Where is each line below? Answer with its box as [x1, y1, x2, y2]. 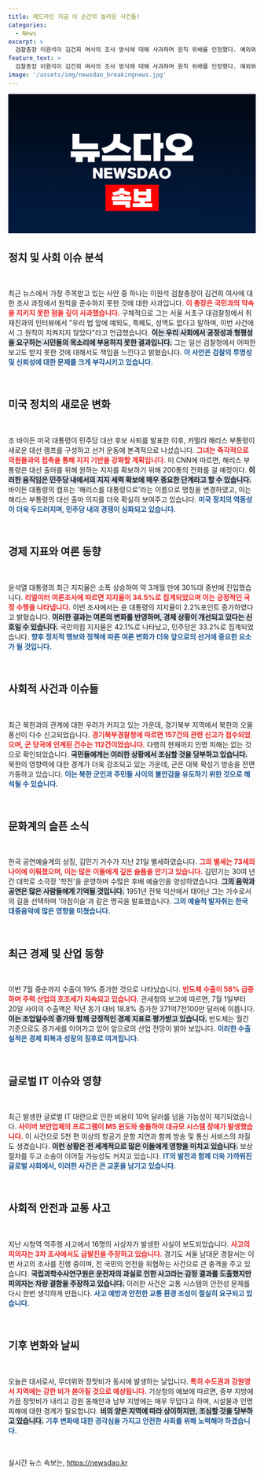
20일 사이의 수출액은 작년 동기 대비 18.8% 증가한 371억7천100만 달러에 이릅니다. [8, 1004, 255, 1014]
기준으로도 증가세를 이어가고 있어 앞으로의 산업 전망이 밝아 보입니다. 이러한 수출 [8, 1024, 251, 1033]
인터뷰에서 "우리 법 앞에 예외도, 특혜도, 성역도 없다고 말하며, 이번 [35, 318, 233, 328]
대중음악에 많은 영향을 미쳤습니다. [8, 906, 111, 916]
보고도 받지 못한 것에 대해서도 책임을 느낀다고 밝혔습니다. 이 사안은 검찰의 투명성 [8, 347, 253, 358]
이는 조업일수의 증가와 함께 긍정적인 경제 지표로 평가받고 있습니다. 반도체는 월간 [8, 1014, 249, 1024]
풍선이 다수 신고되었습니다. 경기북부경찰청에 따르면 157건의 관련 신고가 [8, 729, 224, 739]
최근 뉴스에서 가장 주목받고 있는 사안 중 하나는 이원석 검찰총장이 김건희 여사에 [8, 288, 245, 298]
